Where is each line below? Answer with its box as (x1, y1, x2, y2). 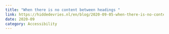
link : (5, 12, 17, 17)
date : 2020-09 (5, 16, 35, 21)
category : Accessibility (5, 21, 57, 26)
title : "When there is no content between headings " (5, 7, 121, 12)
